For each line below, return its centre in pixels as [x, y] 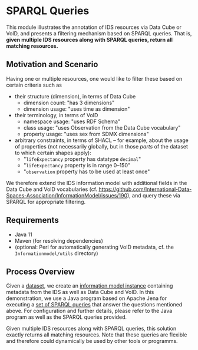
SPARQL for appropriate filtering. [46, 202]
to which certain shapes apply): [53, 153]
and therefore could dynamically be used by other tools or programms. [92, 341]
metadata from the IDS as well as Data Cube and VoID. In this [80, 292]
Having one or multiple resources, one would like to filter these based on [94, 78]
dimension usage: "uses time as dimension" [77, 109]
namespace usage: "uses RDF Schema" [72, 121]
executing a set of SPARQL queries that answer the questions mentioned [94, 305]
